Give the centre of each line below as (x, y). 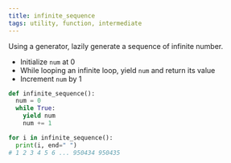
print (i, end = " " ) (47, 145)
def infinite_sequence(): (52, 93)
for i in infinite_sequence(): (61, 137)
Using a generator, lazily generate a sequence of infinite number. (116, 46)
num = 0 (29, 101)
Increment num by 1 (51, 79)
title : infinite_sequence (52, 16)
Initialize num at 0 (47, 62)
